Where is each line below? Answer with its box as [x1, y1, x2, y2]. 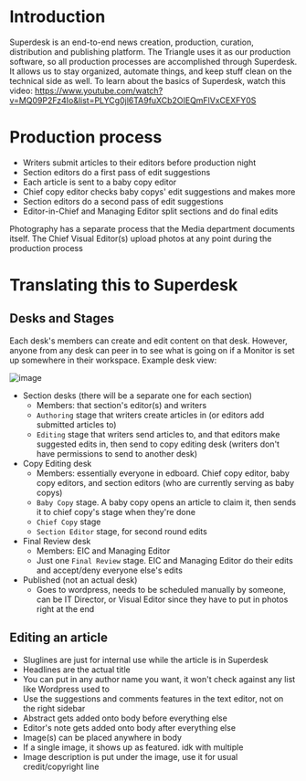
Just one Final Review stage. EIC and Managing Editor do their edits [36, 554, 294, 565]
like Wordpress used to [22, 683, 110, 694]
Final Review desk [22, 535, 91, 546]
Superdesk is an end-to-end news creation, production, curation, [9, 37, 254, 47]
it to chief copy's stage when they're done [36, 506, 196, 517]
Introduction [9, 6, 106, 27]
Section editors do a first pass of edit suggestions [22, 166, 211, 177]
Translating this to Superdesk [9, 275, 238, 296]
